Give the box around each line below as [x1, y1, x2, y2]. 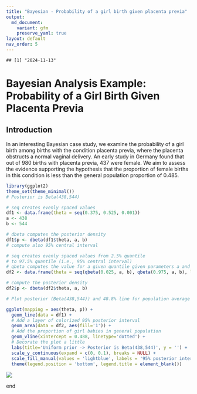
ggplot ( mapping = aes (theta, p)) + [6, 306, 93, 313]
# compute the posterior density [6, 280, 88, 286]
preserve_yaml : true [16, 30, 67, 36]
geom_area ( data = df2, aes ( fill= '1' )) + [11, 323, 111, 329]
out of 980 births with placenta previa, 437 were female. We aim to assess [6, 159, 186, 166]
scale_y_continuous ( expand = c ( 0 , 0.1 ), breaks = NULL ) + [11, 350, 157, 356]
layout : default [6, 36, 46, 42]
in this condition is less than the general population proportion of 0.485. [6, 171, 179, 179]
